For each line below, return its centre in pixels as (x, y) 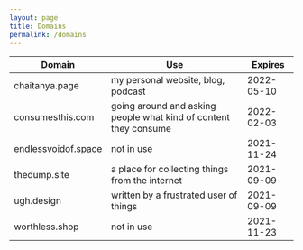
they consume (141, 129)
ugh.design (37, 201)
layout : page (34, 18)
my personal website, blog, (168, 80)
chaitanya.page (46, 86)
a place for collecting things (170, 170)
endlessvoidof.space (58, 149)
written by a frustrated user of (174, 195)
